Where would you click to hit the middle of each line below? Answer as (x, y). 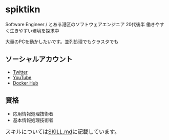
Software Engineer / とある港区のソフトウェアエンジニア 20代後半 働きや (83, 24)
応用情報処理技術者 (33, 113)
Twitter (20, 72)
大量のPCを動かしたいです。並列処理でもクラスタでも (62, 42)
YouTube (22, 77)
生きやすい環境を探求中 (34, 31)
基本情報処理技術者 (33, 120)
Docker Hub (25, 83)
